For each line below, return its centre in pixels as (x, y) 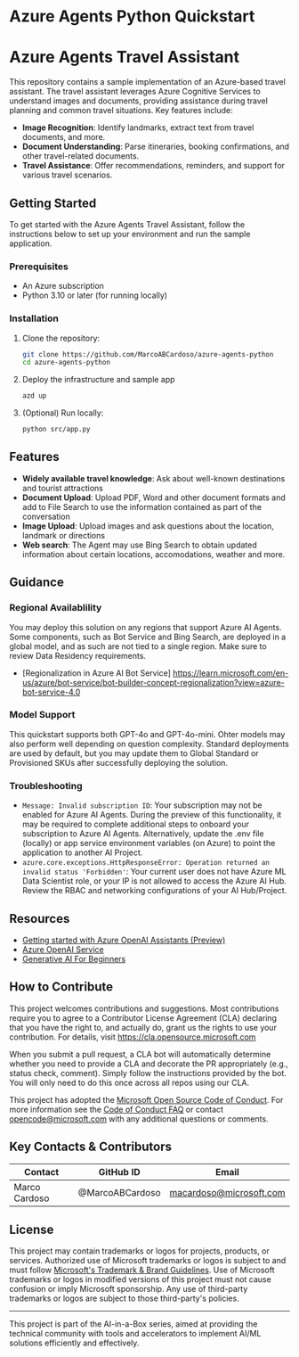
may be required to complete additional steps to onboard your (136, 824)
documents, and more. (64, 137)
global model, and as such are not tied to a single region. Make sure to (138, 646)
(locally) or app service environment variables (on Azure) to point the (149, 843)
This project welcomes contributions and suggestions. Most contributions (144, 1008)
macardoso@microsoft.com (227, 1192)
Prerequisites (39, 267)
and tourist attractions (63, 488)
